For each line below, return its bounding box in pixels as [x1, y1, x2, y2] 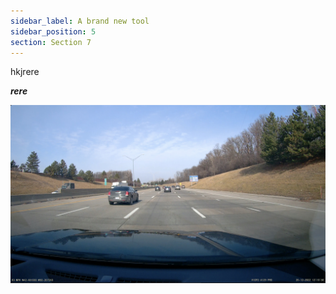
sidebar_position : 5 [10, 26, 97, 37]
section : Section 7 [10, 37, 92, 47]
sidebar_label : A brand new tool [10, 16, 150, 26]
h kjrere [10, 66, 40, 78]
